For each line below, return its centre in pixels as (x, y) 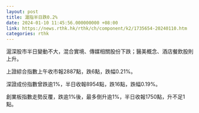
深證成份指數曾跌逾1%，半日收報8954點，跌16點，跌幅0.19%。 (83, 84)
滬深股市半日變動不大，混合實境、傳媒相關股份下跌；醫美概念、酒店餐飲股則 (100, 52)
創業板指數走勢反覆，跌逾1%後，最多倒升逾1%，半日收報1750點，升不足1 (96, 97)
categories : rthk (28, 34)
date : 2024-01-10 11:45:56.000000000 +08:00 (62, 23)
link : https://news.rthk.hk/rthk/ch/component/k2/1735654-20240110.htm (97, 28)
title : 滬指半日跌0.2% (32, 17)
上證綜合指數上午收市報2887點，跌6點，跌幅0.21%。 (71, 71)
